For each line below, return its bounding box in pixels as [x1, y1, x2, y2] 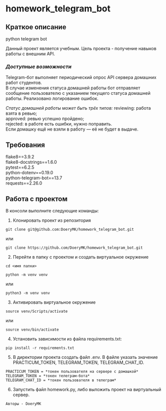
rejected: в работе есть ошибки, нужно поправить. [5, 121, 113, 127]
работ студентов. [5, 80, 42, 86]
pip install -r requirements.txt [5, 345, 75, 350]
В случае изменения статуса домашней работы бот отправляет [5, 85, 140, 91]
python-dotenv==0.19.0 [5, 170, 53, 176]
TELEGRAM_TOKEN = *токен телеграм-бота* [5, 373, 90, 378]
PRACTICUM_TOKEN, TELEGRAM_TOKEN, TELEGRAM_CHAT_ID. [12, 359, 145, 365]
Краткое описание [5, 23, 66, 31]
